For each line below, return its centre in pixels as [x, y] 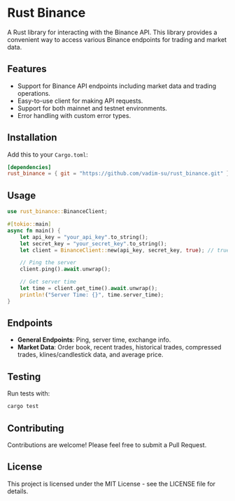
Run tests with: [29, 393]
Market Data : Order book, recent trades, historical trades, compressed [119, 347]
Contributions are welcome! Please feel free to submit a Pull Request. [107, 444]
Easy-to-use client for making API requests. [80, 101]
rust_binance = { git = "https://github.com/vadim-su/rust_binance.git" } [119, 174]
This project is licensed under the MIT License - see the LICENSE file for [111, 484]
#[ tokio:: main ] [29, 224]
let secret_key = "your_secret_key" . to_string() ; [94, 244]
